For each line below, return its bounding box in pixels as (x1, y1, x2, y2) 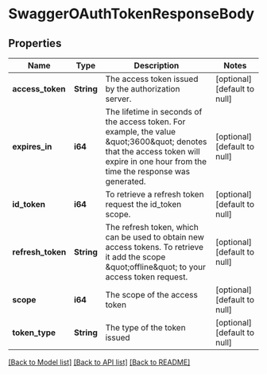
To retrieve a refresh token (105, 189, 204, 200)
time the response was (105, 166, 191, 177)
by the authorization (105, 84, 180, 94)
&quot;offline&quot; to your (105, 262, 207, 272)
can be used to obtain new (105, 232, 205, 243)
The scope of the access (105, 290, 199, 300)
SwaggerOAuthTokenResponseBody (8, 5, 255, 23)
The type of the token (105, 322, 186, 333)
